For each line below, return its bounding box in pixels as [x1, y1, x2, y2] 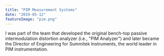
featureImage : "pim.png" [5, 16, 57, 21]
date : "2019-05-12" [5, 12, 46, 17]
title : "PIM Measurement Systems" [5, 7, 78, 12]
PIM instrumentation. [5, 46, 49, 52]
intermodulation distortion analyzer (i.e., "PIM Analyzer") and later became [5, 35, 159, 41]
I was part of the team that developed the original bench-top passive [5, 30, 147, 36]
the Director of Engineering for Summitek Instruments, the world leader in [5, 41, 157, 47]
